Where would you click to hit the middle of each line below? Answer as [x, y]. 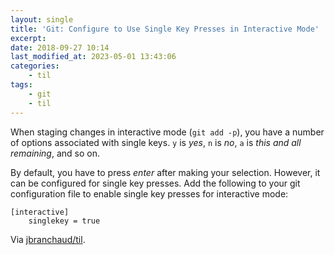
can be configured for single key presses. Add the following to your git [155, 183]
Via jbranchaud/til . [48, 239]
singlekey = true [64, 221]
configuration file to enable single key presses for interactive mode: [149, 193]
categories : [35, 66]
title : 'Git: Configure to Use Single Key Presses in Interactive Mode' [165, 29]
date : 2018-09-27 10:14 [60, 47]
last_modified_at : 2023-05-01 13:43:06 [93, 57]
